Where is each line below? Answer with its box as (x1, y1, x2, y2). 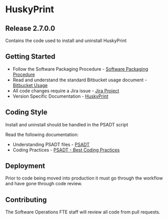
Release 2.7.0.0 (5, 24, 55, 33)
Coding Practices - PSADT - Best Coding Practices (12, 147, 120, 153)
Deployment (5, 162, 45, 170)
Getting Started (5, 52, 56, 61)
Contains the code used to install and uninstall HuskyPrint (5, 37, 127, 43)
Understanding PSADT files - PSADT (12, 141, 90, 147)
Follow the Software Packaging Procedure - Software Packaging (12, 65, 149, 72)
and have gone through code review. (5, 181, 83, 187)
